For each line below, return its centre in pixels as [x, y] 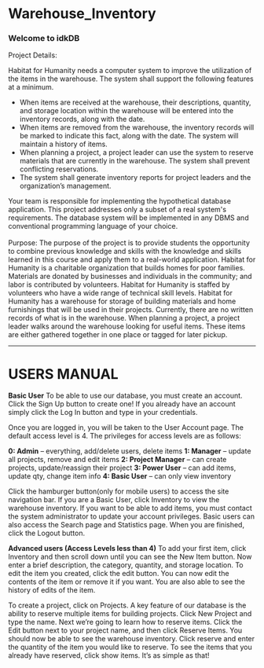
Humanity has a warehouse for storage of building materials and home [122, 301]
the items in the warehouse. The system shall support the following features [131, 79]
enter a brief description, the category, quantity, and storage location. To [126, 565]
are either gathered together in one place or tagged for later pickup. [118, 335]
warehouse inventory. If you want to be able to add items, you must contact [130, 508]
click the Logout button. [47, 533]
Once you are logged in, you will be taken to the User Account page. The [126, 428]
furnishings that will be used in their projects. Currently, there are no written [131, 310]
